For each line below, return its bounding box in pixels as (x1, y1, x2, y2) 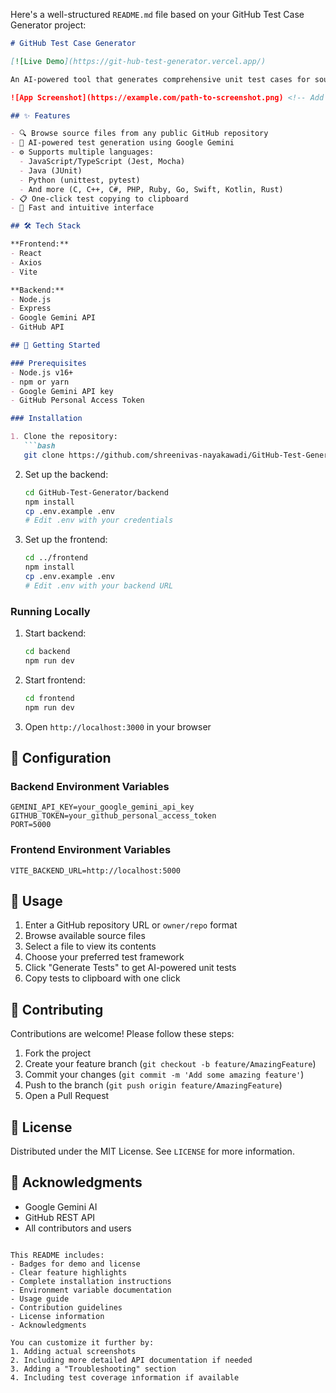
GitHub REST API (24, 1211, 96, 1223)
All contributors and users (24, 1222, 132, 1234)
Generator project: (10, 19, 87, 31)
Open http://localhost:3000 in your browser (24, 720, 212, 733)
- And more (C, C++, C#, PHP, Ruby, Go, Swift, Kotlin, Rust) (19, 184, 284, 194)
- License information (10, 1311, 105, 1321)
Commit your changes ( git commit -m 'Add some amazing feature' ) (24, 1069, 305, 1081)
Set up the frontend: (24, 534, 108, 546)
